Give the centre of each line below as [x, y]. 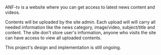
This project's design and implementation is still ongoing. [63, 47]
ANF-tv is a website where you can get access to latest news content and [80, 7]
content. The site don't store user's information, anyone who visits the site [81, 32]
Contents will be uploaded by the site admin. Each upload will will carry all [80, 22]
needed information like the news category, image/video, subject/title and [80, 27]
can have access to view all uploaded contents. [53, 38]
